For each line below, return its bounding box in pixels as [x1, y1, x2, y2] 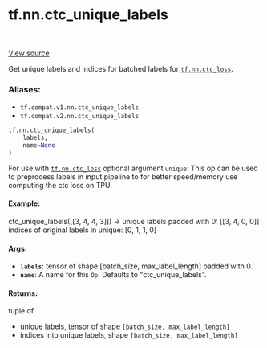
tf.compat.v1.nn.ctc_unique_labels [19, 104, 140, 112]
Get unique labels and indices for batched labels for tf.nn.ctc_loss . [8, 63, 234, 73]
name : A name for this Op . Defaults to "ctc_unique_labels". [19, 270, 207, 280]
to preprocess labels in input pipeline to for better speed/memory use [8, 171, 238, 182]
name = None [22, 141, 56, 149]
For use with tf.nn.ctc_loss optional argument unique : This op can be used [8, 163, 258, 173]
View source [8, 48, 50, 58]
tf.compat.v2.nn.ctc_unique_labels [19, 113, 140, 121]
